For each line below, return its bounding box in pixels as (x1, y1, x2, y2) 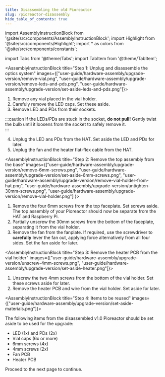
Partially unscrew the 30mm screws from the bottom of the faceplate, (12, 219, 155, 225)
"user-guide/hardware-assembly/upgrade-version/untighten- (24, 183, 150, 189)
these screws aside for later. (12, 280, 70, 286)
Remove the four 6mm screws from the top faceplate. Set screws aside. (12, 203, 159, 209)
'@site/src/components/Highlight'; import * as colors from (5, 41, 124, 47)
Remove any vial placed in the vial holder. (12, 96, 97, 102)
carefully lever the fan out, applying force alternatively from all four (12, 234, 150, 241)
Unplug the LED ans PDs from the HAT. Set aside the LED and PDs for (12, 136, 155, 142)
